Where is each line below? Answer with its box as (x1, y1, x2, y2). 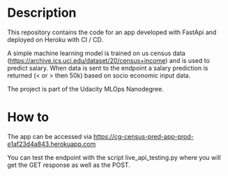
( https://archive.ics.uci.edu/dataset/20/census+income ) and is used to (7, 56, 211, 64)
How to (7, 110, 50, 125)
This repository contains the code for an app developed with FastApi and (7, 28, 217, 36)
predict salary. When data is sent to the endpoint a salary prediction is (7, 64, 208, 72)
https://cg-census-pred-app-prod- (93, 132, 194, 140)
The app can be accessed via (7, 132, 92, 140)
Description (7, 5, 77, 21)
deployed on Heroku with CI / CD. (7, 35, 103, 43)
